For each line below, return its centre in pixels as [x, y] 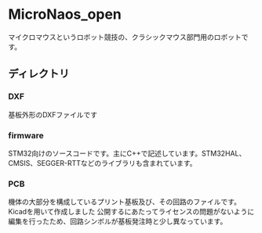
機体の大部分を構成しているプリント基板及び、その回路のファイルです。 [125, 202]
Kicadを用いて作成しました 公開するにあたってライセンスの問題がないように [131, 212]
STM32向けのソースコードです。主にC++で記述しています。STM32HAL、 [127, 153]
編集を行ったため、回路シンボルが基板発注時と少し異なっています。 [118, 221]
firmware [26, 135]
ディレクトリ [39, 74]
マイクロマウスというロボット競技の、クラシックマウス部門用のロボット [125, 37]
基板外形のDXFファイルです [53, 114]
